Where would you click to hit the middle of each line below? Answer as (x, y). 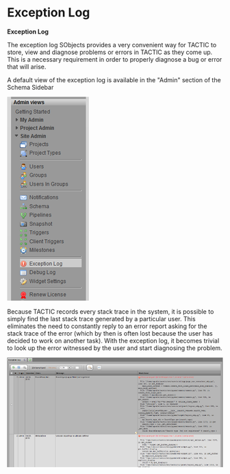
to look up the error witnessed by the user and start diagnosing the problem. (115, 348)
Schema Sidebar (30, 87)
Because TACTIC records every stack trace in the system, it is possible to (111, 311)
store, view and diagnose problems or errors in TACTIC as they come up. (110, 52)
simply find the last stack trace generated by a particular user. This (102, 319)
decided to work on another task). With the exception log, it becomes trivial (113, 340)
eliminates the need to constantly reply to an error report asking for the (107, 326)
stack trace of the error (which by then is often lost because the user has (110, 333)
